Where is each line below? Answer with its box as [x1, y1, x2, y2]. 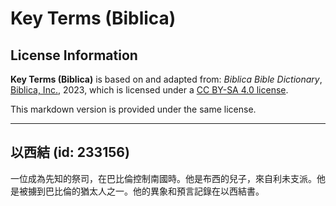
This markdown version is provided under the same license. [10, 103, 257, 115]
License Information [10, 47, 138, 64]
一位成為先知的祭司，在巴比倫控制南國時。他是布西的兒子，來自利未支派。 [10, 172, 317, 184]
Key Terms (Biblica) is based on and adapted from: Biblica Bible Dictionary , [10, 73, 323, 85]
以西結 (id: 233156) [10, 144, 130, 161]
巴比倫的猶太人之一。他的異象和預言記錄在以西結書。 [44, 185, 265, 197]
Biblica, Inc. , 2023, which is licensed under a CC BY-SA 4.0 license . [10, 84, 289, 96]
